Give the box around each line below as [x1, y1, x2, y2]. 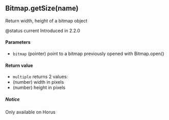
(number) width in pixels [12, 79, 64, 85]
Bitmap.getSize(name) [5, 4, 79, 13]
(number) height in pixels [12, 84, 65, 91]
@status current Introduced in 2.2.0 [5, 28, 81, 34]
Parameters [5, 39, 31, 45]
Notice [5, 96, 20, 102]
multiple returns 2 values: [12, 74, 68, 80]
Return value [5, 62, 33, 68]
